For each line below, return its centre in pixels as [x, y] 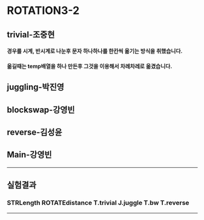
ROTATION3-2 [43, 11]
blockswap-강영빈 [41, 110]
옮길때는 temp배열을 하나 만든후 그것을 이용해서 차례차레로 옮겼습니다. [90, 66]
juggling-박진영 [35, 87]
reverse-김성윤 [35, 132]
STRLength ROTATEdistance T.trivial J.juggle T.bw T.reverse [98, 203]
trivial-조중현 [31, 34]
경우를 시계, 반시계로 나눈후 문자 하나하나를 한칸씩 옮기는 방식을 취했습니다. [95, 51]
